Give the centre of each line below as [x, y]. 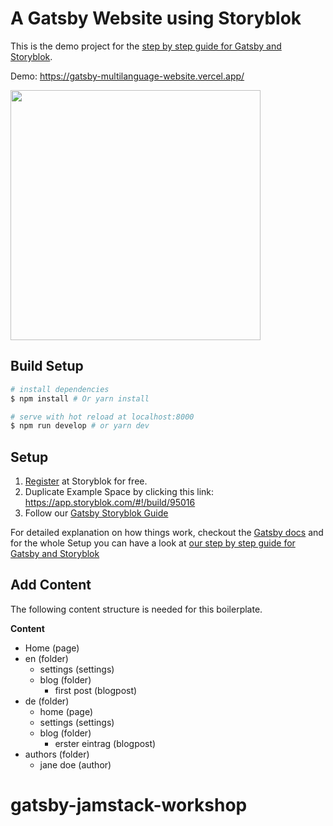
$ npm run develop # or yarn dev [80, 426]
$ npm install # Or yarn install [80, 398]
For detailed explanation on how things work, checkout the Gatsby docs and [167, 533]
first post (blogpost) [96, 690]
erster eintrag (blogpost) [105, 743]
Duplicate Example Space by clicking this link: [119, 492]
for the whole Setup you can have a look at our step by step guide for [153, 543]
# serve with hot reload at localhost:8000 [102, 417]
